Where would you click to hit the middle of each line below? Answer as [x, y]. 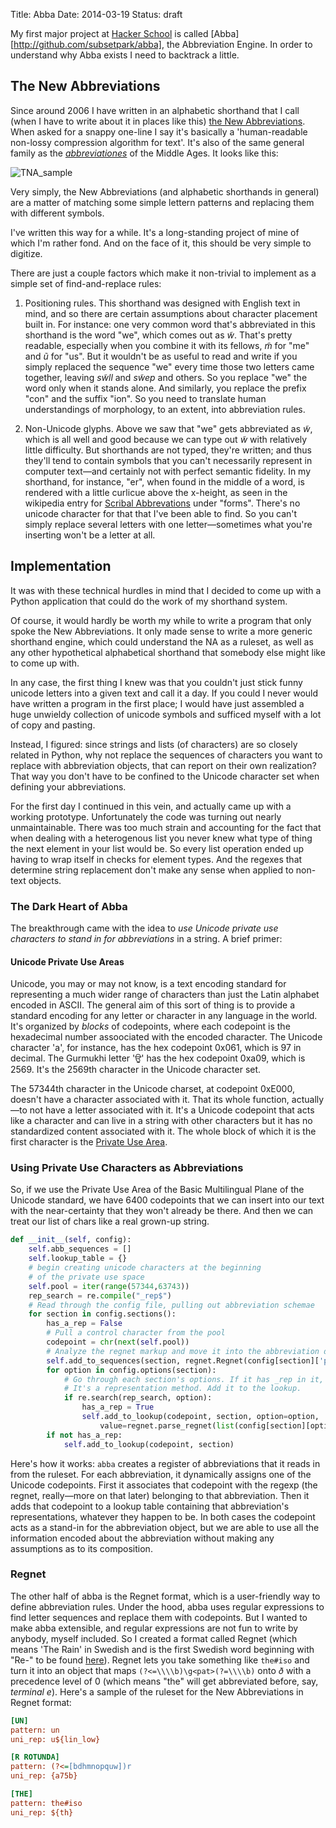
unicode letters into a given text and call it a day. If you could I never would [164, 693]
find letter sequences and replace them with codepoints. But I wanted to [159, 1617]
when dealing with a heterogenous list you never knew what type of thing [161, 838]
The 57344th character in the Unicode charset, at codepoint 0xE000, [152, 1089]
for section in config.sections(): [102, 1314]
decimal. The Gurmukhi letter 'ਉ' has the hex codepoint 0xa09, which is [158, 1058]
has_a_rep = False [84, 1324]
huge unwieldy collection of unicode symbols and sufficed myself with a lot [166, 714]
